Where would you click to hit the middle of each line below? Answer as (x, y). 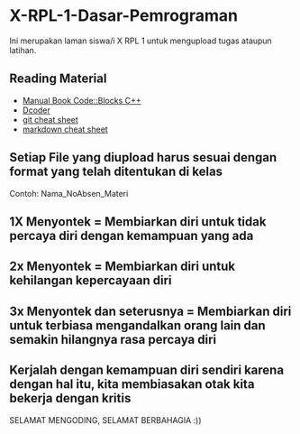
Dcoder (36, 110)
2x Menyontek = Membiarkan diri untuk (123, 267)
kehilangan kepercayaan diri (91, 281)
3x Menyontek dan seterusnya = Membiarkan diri (150, 311)
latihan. (23, 50)
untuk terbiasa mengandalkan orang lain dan (137, 325)
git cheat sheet (50, 119)
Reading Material (58, 79)
